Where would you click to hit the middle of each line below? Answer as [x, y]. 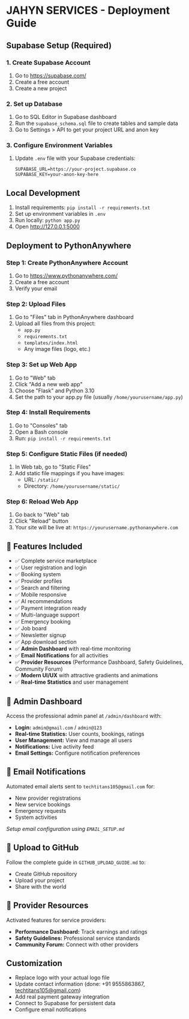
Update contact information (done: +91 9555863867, [80, 984]
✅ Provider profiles [38, 581]
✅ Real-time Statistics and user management [72, 682]
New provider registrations [48, 798]
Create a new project [41, 88]
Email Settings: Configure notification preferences [77, 753]
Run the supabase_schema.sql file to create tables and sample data [96, 123]
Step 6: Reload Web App [42, 502]
